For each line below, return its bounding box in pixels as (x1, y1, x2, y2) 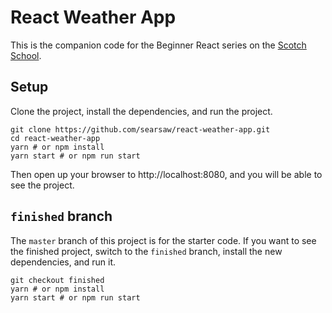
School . (10, 49, 42, 61)
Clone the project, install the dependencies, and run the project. (10, 105, 273, 117)
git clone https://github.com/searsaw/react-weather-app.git (10, 124, 271, 135)
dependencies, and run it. (10, 256, 117, 268)
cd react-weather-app (10, 133, 101, 143)
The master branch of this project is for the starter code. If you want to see (10, 234, 317, 246)
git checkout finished (10, 275, 105, 285)
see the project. (10, 179, 75, 191)
